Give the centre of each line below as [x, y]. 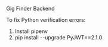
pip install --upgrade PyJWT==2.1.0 [58, 37]
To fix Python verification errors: [46, 20]
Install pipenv [31, 31]
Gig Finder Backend [30, 9]
